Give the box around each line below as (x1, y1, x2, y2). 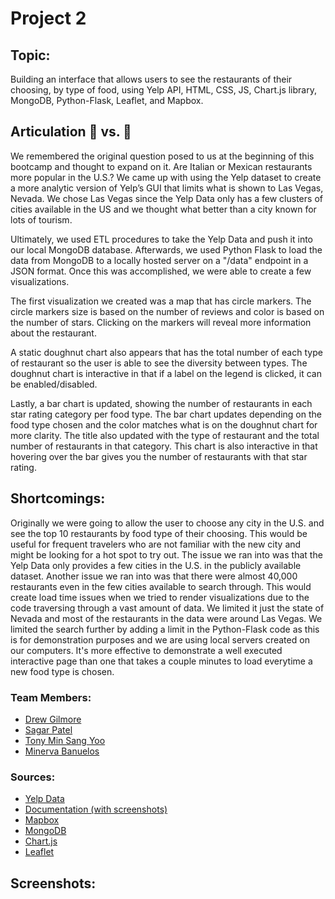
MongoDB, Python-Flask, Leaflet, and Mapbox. (10, 95, 204, 106)
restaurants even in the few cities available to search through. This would (10, 580, 312, 592)
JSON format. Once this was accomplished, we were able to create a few (10, 265, 312, 277)
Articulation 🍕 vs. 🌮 (10, 123, 132, 141)
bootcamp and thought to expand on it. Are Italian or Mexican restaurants (10, 160, 313, 172)
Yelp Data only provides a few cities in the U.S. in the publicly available (10, 559, 302, 571)
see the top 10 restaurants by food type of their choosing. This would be (10, 527, 308, 539)
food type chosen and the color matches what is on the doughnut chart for (10, 418, 318, 431)
